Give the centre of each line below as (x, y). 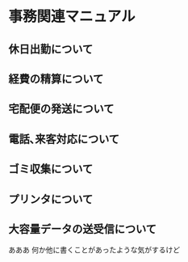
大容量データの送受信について (83, 228)
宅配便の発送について (61, 109)
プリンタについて (51, 199)
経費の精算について (56, 79)
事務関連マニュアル (72, 17)
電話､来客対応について (64, 139)
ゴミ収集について (51, 169)
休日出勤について (51, 49)
